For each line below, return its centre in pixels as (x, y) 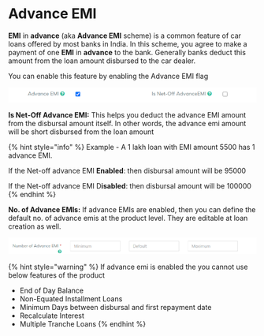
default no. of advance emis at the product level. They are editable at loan (128, 218)
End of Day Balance (52, 290)
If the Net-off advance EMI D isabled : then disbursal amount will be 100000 (130, 186)
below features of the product (56, 275)
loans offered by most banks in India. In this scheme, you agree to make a (128, 43)
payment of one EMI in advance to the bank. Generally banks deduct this (127, 52)
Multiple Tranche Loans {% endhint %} (83, 323)
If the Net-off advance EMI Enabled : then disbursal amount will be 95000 (127, 171)
